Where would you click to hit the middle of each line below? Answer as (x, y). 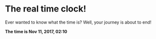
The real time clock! (46, 9)
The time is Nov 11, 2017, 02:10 (36, 31)
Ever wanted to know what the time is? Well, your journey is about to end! (78, 22)
